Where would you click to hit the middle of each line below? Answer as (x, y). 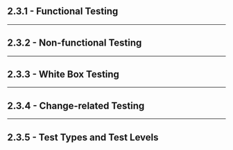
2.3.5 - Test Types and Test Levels (83, 137)
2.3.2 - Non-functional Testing (75, 43)
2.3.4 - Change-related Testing (76, 105)
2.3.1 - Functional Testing (63, 11)
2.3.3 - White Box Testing (63, 74)
